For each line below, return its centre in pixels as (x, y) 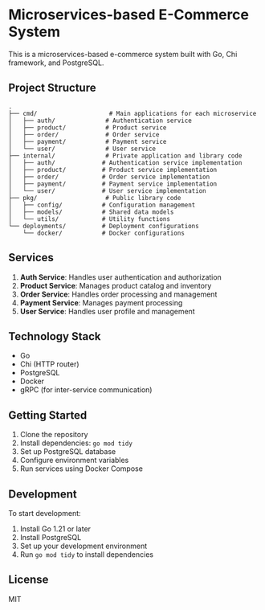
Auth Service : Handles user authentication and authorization (121, 277)
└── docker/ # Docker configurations (104, 233)
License (29, 580)
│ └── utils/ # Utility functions (90, 219)
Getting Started (48, 415)
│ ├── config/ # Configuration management (102, 205)
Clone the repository (54, 435)
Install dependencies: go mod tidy (76, 443)
